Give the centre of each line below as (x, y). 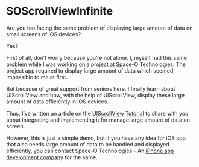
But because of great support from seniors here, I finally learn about (91, 88)
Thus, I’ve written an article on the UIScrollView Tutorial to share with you (97, 113)
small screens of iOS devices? (44, 34)
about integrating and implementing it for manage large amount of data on (98, 120)
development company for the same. (52, 157)
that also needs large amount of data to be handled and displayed (88, 144)
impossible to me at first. (37, 77)
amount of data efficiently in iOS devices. (57, 102)
